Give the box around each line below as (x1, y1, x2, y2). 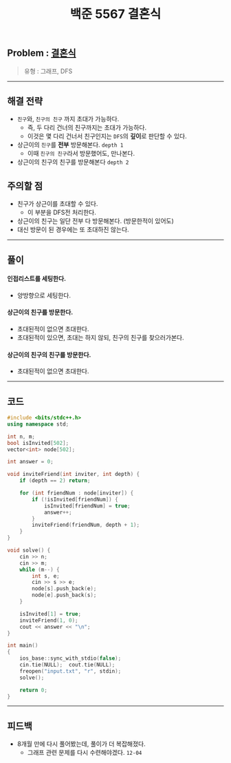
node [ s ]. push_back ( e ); (32, 585, 97, 592)
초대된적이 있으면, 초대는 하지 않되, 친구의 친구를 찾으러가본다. (16, 333, 184, 342)
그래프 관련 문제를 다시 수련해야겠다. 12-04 (27, 749, 142, 757)
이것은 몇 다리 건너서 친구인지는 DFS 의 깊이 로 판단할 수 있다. (27, 132, 187, 140)
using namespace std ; (7, 421, 69, 428)
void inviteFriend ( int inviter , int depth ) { (7, 471, 140, 478)
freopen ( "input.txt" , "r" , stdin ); (19, 667, 122, 675)
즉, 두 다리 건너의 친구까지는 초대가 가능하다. (27, 123, 147, 132)
